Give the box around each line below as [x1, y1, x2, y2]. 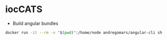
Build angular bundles [12, 20, 58, 26]
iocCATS [5, 4, 43, 15]
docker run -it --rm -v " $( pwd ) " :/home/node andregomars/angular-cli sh [5, 30, 162, 35]
